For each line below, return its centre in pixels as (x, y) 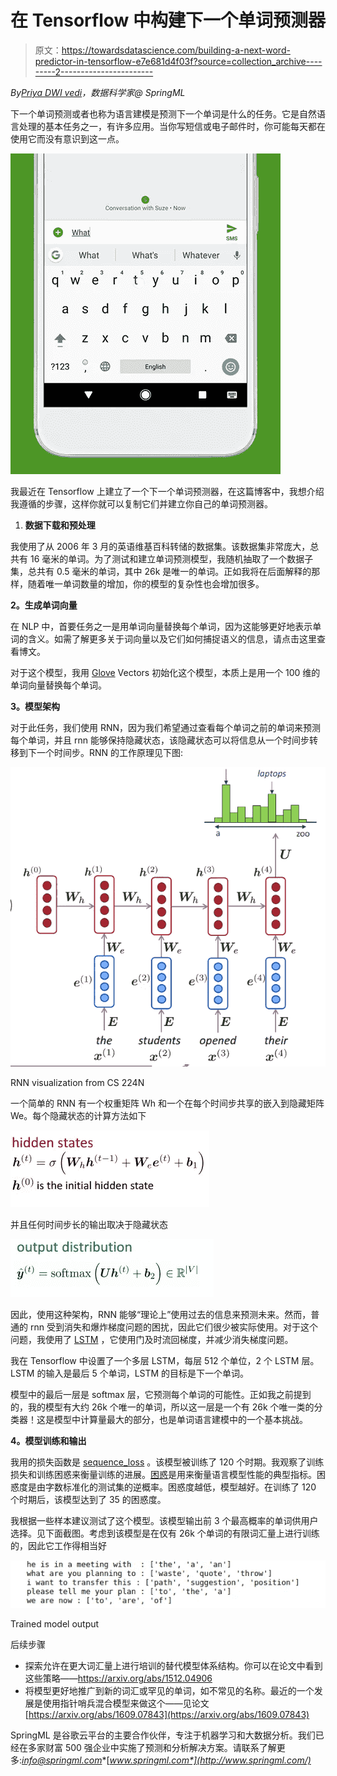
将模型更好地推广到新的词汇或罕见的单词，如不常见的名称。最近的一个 (169, 1691)
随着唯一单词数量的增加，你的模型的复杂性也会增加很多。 (146, 583)
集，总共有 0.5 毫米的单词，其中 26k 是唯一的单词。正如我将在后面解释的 (161, 571)
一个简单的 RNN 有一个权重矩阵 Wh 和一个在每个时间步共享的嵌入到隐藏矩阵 (167, 1103)
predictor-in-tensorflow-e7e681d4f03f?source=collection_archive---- (178, 61)
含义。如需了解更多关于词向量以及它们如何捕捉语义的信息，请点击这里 (172, 638)
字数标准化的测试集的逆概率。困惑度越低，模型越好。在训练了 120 (180, 1487)
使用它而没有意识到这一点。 (67, 138)
